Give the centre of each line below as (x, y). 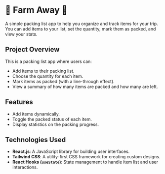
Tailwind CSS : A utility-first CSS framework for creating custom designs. (86, 157)
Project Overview (32, 49)
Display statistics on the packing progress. (56, 124)
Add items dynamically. (36, 114)
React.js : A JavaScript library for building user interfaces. (71, 151)
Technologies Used (35, 140)
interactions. (25, 167)
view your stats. (21, 34)
